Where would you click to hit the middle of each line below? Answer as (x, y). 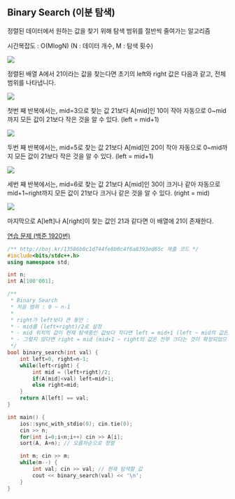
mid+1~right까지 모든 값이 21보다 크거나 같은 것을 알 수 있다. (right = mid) (108, 193)
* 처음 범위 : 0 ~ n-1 (40, 307)
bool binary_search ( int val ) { (53, 353)
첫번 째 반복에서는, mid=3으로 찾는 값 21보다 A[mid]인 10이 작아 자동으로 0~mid (117, 110)
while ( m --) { (39, 463)
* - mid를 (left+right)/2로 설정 (56, 327)
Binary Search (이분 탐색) (61, 13)
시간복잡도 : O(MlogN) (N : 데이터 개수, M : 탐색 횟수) (80, 46)
